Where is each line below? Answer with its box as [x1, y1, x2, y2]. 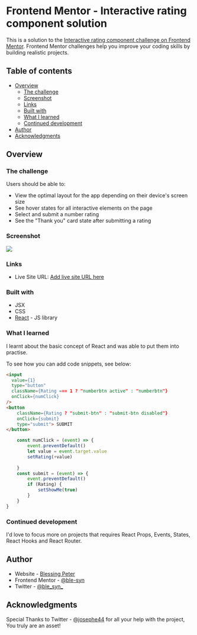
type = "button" [11, 383, 46, 389]
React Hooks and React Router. [6, 537, 82, 544]
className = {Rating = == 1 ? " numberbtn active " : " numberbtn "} [11, 388, 168, 395]
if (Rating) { [27, 482, 62, 488]
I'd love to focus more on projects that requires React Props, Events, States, [6, 531, 190, 538]
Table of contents [6, 66, 72, 76]
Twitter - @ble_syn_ [14, 582, 63, 590]
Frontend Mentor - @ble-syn [14, 576, 85, 583]
